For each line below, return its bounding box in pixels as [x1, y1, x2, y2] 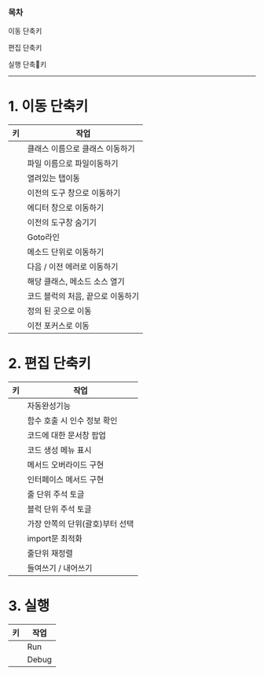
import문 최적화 [27, 533, 82, 544]
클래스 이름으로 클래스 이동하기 [27, 143, 135, 154]
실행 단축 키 [8, 60, 47, 69]
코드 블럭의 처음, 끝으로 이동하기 [27, 291, 140, 302]
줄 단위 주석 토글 [27, 489, 85, 500]
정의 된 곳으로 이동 [27, 305, 92, 316]
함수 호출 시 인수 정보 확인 [27, 415, 118, 426]
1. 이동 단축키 [8, 98, 89, 116]
